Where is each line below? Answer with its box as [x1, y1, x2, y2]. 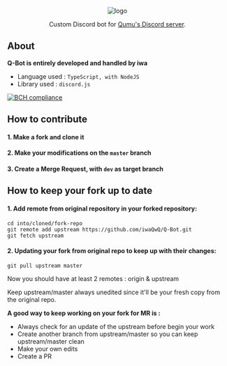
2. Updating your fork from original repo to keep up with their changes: [7, 247, 217, 255]
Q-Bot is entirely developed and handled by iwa [7, 59, 148, 67]
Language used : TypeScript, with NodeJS [17, 72, 140, 80]
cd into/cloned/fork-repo [7, 220, 82, 227]
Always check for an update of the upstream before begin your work [17, 322, 215, 330]
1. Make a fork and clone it [7, 132, 85, 141]
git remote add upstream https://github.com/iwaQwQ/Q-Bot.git [7, 226, 192, 233]
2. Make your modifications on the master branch [7, 148, 152, 157]
